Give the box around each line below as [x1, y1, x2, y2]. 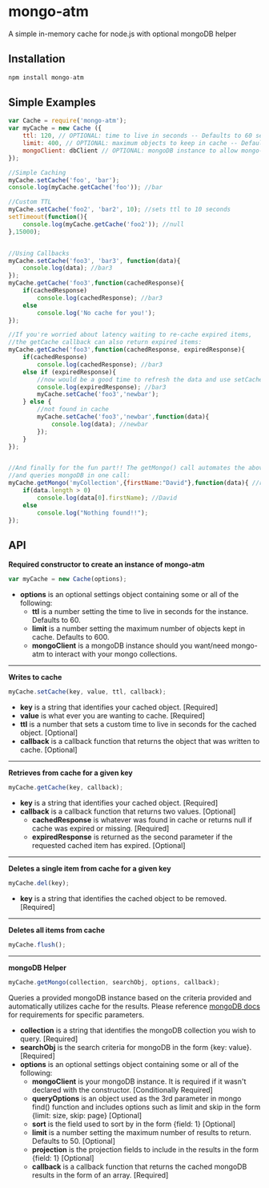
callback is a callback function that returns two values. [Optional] [19, 806, 236, 816]
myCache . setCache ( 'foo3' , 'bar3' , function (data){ [8, 257, 181, 265]
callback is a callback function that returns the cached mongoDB [31, 1162, 247, 1171]
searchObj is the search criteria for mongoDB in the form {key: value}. [19, 1042, 252, 1052]
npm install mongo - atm [8, 73, 84, 82]
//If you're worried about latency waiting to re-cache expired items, [8, 331, 252, 339]
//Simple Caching [8, 168, 66, 176]
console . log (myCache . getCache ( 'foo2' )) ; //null [22, 220, 184, 228]
